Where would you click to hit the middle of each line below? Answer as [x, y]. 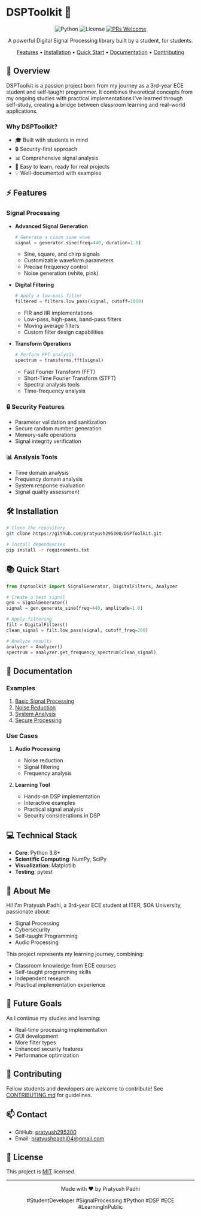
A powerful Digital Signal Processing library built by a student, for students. [100, 40]
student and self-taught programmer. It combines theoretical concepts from [100, 92]
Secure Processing [38, 720]
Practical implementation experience [60, 985]
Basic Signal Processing [45, 701]
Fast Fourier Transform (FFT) [60, 372]
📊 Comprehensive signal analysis [57, 158]
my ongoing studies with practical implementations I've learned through [95, 98]
